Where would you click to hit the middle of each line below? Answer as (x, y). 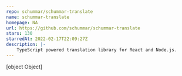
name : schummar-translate (38, 17)
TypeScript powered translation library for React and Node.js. (97, 50)
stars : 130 (19, 34)
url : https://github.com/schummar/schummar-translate (73, 28)
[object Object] (24, 67)
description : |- (26, 45)
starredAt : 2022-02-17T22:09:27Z (47, 39)
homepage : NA (22, 22)
